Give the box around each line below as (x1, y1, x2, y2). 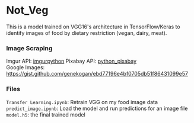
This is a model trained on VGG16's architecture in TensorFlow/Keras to (6, 23, 180, 30)
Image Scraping (6, 44, 53, 52)
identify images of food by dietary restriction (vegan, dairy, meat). (6, 29, 167, 36)
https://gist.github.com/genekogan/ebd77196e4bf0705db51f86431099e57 (6, 70, 189, 77)
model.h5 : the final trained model (6, 111, 86, 118)
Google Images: (6, 64, 45, 71)
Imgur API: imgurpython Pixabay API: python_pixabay (6, 57, 137, 65)
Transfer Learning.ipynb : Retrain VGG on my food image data (6, 98, 158, 105)
